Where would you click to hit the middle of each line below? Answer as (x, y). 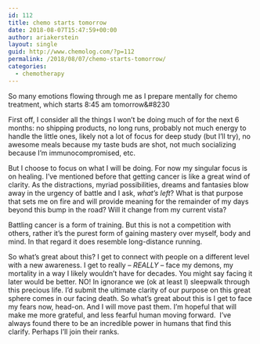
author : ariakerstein (43, 37)
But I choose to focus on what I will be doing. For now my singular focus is (128, 168)
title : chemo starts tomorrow (58, 23)
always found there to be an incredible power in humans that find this (120, 323)
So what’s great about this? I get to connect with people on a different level (129, 256)
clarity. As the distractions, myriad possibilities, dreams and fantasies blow (128, 184)
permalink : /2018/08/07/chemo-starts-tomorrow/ (87, 60)
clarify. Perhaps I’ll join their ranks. (64, 331)
